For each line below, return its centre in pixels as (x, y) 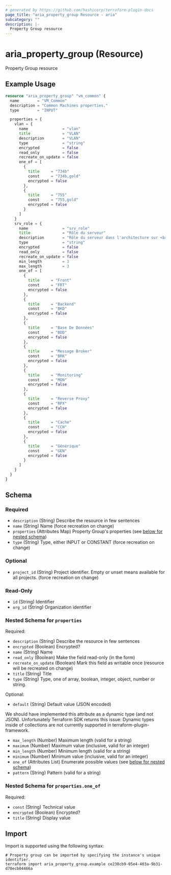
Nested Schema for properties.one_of (53, 786)
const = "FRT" (47, 285)
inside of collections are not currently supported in (58, 725)
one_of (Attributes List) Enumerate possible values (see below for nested (89, 762)
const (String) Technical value (44, 807)
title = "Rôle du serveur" (62, 233)
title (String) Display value (41, 817)
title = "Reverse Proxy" (59, 399)
